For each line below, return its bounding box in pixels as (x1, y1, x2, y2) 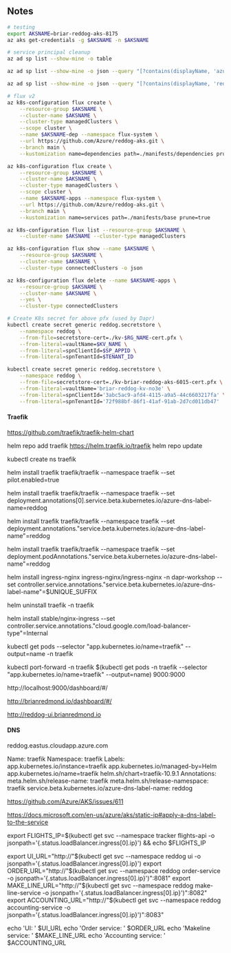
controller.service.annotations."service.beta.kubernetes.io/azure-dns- (17, 580, 216, 588)
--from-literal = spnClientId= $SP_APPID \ (19, 347, 137, 354)
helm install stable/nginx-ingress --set (7, 614, 115, 622)
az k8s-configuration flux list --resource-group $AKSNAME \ (7, 227, 186, 234)
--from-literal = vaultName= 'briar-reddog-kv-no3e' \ (19, 385, 170, 392)
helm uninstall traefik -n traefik (7, 601, 94, 609)
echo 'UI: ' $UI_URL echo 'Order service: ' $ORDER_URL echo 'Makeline (7, 923, 211, 932)
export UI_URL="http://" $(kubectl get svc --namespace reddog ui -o (7, 852, 201, 860)
